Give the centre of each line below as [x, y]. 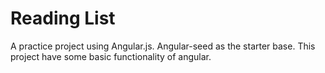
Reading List [63, 18]
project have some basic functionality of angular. [111, 56]
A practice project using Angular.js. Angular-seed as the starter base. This [163, 46]
